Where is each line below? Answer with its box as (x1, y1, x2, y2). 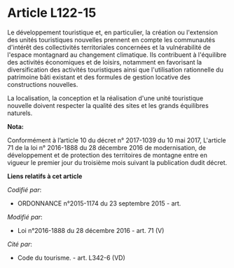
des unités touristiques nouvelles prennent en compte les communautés (7, 35, 216, 43)
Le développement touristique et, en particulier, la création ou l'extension (7, 28, 219, 36)
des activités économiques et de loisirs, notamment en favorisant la (7, 58, 202, 66)
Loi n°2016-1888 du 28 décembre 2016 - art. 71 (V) (17, 226, 165, 234)
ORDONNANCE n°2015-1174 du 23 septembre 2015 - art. (17, 199, 181, 208)
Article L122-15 (7, 5, 97, 21)
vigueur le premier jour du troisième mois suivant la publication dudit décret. (7, 158, 228, 166)
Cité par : (7, 240, 33, 248)
